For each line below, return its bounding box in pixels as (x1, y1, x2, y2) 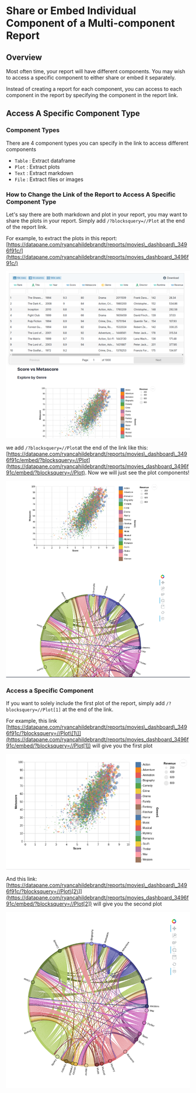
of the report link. (6, 223, 48, 230)
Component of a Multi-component (6, 16, 175, 30)
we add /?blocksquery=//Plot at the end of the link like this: (6, 444, 148, 451)
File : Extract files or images (14, 176, 83, 183)
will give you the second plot (93, 900, 162, 907)
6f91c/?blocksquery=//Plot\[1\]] (6, 730, 82, 737)
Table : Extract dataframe (14, 157, 76, 164)
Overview (6, 52, 43, 62)
